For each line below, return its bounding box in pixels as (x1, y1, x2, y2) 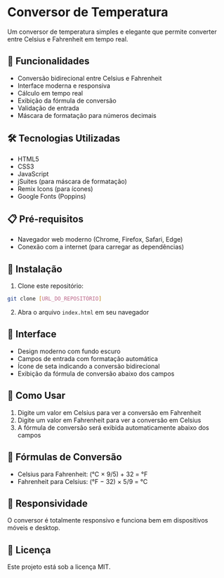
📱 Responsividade (7, 497, 88, 509)
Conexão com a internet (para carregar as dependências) (17, 243, 185, 251)
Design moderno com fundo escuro (17, 347, 121, 355)
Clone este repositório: (17, 282, 84, 290)
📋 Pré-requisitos (7, 213, 84, 225)
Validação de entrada (17, 103, 79, 112)
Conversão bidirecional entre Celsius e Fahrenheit (17, 74, 162, 82)
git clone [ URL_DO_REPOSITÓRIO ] (7, 296, 102, 303)
